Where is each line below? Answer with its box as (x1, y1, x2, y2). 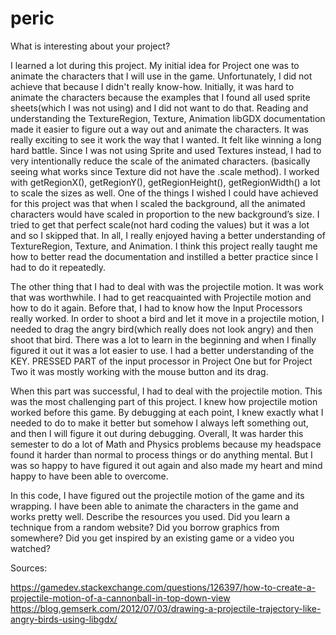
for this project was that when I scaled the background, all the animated (10, 197, 306, 209)
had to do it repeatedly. (10, 261, 107, 273)
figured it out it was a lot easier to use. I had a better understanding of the (10, 344, 315, 356)
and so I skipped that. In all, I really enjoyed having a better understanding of (10, 229, 326, 241)
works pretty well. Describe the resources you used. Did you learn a (10, 510, 290, 522)
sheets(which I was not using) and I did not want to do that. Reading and (10, 102, 309, 114)
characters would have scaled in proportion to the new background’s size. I (10, 208, 320, 220)
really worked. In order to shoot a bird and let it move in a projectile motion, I (10, 312, 325, 324)
